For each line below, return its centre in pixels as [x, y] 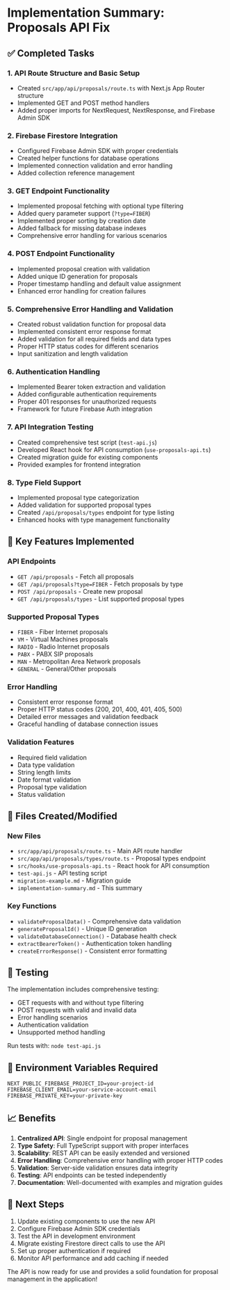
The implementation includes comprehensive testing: [83, 990]
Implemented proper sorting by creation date [81, 221]
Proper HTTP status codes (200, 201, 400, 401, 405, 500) [100, 709]
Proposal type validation [52, 787]
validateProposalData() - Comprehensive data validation [99, 921]
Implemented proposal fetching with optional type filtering [100, 206]
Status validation [41, 794]
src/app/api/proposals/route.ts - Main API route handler [100, 851]
